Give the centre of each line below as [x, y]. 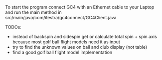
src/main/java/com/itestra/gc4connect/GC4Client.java [61, 17]
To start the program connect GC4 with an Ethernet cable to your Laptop [80, 7]
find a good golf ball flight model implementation [62, 52]
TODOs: [13, 27]
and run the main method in [33, 12]
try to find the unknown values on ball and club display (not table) [80, 47]
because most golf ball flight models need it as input [66, 42]
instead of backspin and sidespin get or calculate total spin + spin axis [84, 37]
